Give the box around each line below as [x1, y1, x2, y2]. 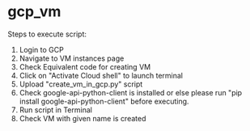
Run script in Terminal [19, 104, 92, 115]
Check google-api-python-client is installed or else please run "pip [19, 87, 243, 97]
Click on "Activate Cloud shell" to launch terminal [19, 70, 184, 80]
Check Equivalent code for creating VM [19, 61, 151, 71]
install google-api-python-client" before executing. [19, 96, 189, 106]
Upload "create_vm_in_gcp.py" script [19, 79, 143, 89]
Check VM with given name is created [19, 113, 146, 123]
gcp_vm [7, 2, 61, 21]
